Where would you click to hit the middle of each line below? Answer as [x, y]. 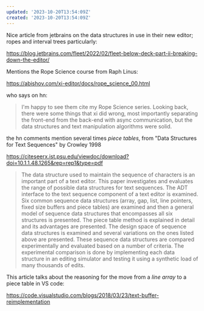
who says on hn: [27, 95]
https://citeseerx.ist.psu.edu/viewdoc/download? [68, 156]
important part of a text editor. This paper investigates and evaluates [107, 181]
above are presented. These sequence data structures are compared [108, 239]
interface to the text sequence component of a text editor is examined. [110, 194]
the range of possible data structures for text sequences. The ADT [104, 187]
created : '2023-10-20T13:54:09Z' [49, 18]
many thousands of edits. [53, 265]
